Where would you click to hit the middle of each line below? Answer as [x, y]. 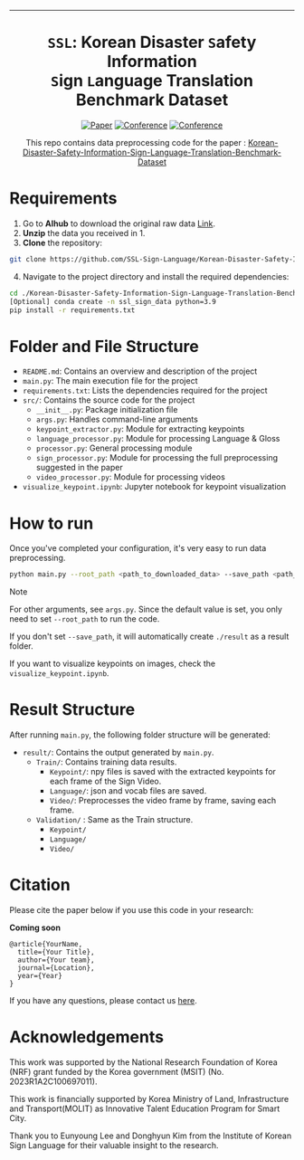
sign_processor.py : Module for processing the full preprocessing [157, 458]
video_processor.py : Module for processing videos [131, 477]
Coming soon [35, 927]
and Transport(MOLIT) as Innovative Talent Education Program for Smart [145, 1108]
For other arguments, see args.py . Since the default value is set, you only [146, 609]
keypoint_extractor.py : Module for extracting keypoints [140, 429]
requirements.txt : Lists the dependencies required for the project [145, 391]
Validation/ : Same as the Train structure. [114, 820]
